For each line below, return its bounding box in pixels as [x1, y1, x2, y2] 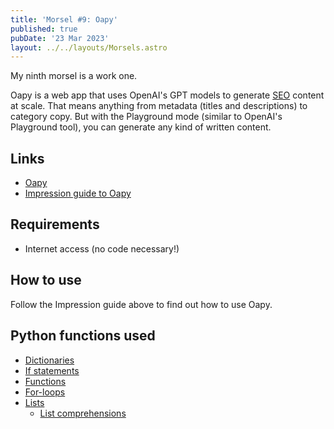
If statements [24, 364, 80, 376]
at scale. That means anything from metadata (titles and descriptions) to [10, 100, 308, 112]
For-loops [24, 386, 66, 398]
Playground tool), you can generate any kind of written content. [10, 121, 272, 133]
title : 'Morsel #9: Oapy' [10, 14, 118, 25]
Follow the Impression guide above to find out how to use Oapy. [10, 298, 273, 310]
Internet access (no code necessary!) [24, 242, 180, 255]
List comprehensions [39, 407, 127, 419]
